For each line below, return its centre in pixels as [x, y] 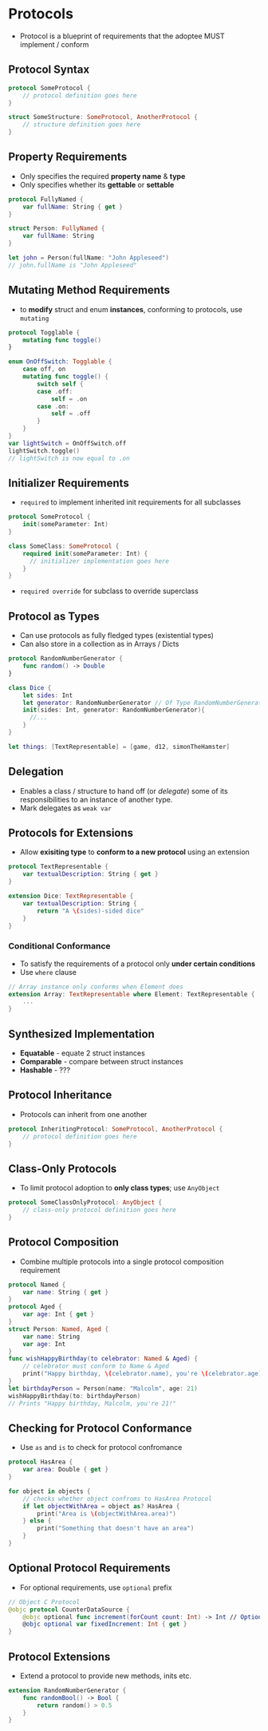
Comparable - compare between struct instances [101, 1061]
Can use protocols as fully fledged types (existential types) [116, 636]
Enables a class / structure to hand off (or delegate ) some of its [124, 790]
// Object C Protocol [44, 1602]
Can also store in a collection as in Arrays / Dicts [99, 644]
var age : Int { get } [58, 1314]
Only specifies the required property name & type [102, 176]
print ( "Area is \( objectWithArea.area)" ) [107, 1514]
